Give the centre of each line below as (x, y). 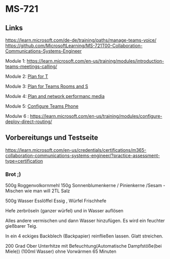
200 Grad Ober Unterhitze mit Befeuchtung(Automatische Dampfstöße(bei (83, 246)
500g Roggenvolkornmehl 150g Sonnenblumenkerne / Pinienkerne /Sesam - (85, 186)
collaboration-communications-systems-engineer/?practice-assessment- (83, 155)
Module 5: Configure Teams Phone (42, 106)
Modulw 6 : (17, 116)
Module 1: (16, 61)
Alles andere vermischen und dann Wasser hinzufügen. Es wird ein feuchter (85, 221)
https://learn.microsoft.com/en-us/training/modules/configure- (96, 116)
